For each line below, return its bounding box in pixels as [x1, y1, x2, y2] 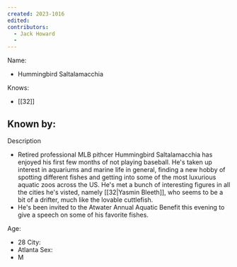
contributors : [7, 23, 50, 30]
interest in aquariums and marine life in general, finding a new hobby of [17, 165, 226, 174]
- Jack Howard [13, 30, 55, 38]
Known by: [7, 118, 57, 130]
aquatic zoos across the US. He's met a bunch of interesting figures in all [17, 180, 231, 188]
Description [7, 136, 41, 145]
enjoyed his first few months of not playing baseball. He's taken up [17, 157, 212, 166]
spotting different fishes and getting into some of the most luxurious [17, 173, 216, 181]
